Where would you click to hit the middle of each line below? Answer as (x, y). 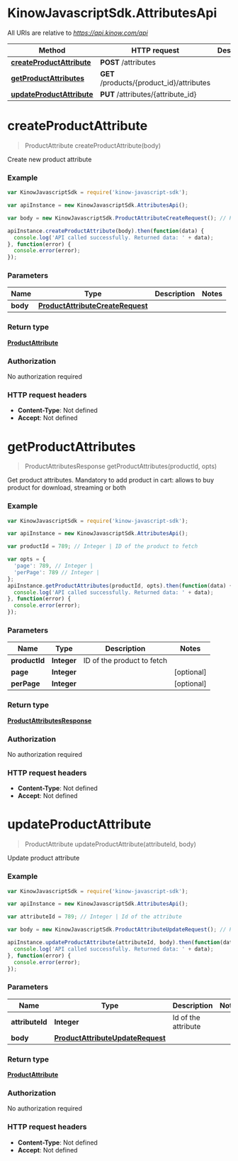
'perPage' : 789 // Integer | (57, 572)
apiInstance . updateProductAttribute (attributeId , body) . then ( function (114, 943)
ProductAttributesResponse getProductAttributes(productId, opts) (121, 466)
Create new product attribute (50, 159)
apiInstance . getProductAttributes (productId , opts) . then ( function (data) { (120, 585)
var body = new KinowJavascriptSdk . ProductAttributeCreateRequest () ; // (117, 218)
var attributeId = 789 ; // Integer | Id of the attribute (95, 917)
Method (52, 50)
